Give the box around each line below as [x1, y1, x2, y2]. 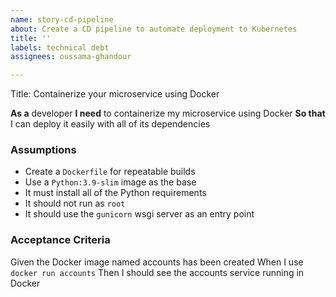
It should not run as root [24, 197, 126, 210]
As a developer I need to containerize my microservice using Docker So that [10, 107, 326, 120]
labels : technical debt [10, 42, 110, 53]
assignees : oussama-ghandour [10, 52, 132, 62]
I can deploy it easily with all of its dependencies [10, 118, 211, 130]
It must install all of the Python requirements [24, 187, 207, 199]
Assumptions [10, 143, 77, 157]
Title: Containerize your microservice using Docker [10, 88, 220, 100]
